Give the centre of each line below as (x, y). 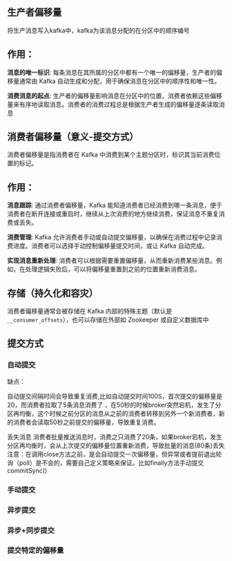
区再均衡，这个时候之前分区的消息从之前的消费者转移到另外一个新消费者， (113, 413)
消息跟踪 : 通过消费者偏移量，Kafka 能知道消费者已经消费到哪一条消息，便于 (115, 205)
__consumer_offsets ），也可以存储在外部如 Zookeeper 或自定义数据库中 (108, 320)
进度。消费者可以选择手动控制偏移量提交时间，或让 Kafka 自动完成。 (110, 246)
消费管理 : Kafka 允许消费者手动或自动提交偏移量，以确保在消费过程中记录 (112, 237)
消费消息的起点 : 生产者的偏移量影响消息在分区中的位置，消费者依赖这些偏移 (115, 95)
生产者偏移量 (35, 12)
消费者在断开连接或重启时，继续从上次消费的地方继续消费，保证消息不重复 (113, 214)
